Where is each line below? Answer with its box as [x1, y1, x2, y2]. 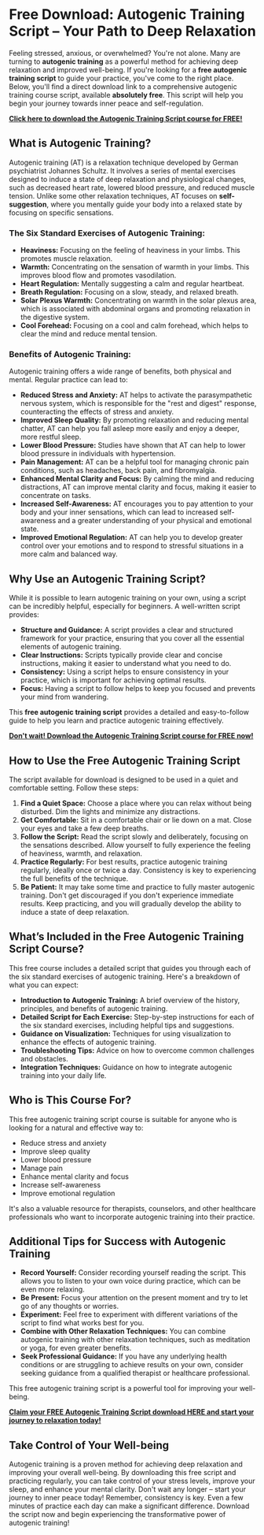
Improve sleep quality [20, 1147, 91, 1156]
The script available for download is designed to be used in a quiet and [9, 775, 239, 784]
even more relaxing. [20, 1284, 85, 1294]
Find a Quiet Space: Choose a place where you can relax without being [20, 798, 252, 808]
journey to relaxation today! [9, 1416, 101, 1425]
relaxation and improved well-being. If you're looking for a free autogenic [9, 65, 247, 74]
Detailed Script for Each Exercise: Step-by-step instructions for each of [20, 1012, 255, 1021]
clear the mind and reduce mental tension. [20, 329, 158, 339]
